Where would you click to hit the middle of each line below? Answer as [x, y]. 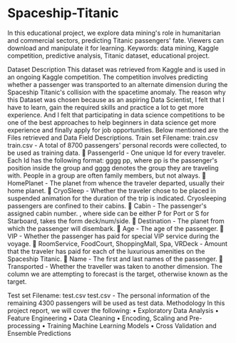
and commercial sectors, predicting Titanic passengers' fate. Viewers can [116, 40]
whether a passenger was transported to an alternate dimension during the [118, 84]
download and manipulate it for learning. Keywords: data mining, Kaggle [113, 48]
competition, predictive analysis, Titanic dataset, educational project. [109, 56]
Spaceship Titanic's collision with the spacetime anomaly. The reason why [117, 92]
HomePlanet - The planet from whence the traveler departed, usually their [116, 183]
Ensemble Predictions [39, 333]
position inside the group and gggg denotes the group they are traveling [113, 168]
